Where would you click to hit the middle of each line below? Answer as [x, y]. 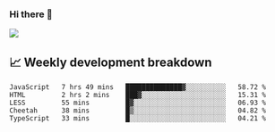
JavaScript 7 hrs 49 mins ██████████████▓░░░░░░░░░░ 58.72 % [138, 87]
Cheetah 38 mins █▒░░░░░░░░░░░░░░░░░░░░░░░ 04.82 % [138, 111]
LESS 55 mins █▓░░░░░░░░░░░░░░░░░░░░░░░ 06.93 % [138, 103]
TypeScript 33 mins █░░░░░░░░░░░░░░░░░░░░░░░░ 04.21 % [138, 119]
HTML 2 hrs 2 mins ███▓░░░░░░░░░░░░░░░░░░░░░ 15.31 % [138, 95]
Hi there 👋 [31, 14]
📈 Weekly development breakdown [111, 62]
